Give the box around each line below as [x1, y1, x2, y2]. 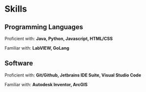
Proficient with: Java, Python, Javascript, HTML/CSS [4, 36, 113, 41]
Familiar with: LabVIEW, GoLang [4, 45, 69, 51]
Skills [4, 3, 27, 15]
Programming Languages [4, 23, 83, 31]
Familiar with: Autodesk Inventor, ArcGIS [4, 81, 88, 87]
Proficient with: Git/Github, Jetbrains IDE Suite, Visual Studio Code [4, 72, 142, 78]
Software [4, 59, 33, 68]
